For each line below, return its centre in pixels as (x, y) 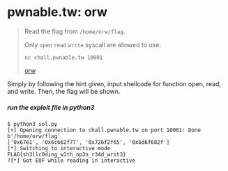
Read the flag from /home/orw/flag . (75, 31)
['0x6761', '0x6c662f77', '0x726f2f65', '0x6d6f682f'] (89, 142)
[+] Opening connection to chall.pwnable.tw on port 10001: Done (104, 130)
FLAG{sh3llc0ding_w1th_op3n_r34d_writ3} (67, 154)
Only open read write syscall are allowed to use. (93, 44)
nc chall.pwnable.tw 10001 (63, 57)
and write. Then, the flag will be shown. (64, 91)
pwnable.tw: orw (58, 12)
